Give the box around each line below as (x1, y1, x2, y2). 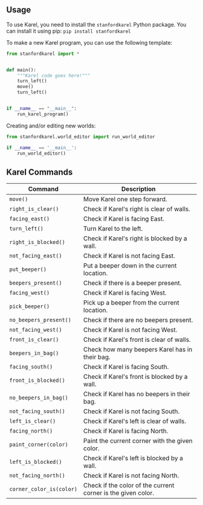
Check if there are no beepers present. (83, 316, 193, 324)
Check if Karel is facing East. (83, 214, 165, 223)
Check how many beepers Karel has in (83, 346, 193, 354)
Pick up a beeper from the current (83, 298, 179, 307)
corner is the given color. (83, 489, 155, 497)
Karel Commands (6, 167, 73, 177)
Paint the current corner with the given (83, 437, 193, 445)
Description (121, 185, 156, 193)
